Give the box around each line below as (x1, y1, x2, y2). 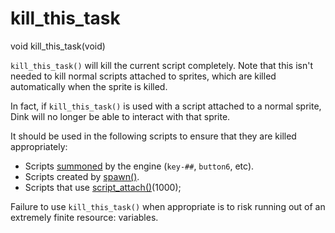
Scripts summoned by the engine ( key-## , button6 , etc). (24, 160, 255, 172)
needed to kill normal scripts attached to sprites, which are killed (10, 70, 277, 82)
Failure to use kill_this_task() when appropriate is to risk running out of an (10, 200, 326, 212)
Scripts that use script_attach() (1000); (24, 181, 182, 193)
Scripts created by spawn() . (24, 170, 140, 182)
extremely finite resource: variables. (10, 211, 159, 223)
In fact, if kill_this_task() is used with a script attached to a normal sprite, (10, 100, 322, 112)
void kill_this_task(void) (10, 40, 106, 52)
